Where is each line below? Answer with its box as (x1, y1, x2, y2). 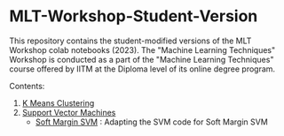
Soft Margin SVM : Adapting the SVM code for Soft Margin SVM (35, 117, 268, 127)
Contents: (9, 80, 45, 91)
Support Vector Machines (21, 107, 116, 117)
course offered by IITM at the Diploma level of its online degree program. (9, 64, 276, 74)
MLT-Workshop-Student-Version (9, 6, 258, 26)
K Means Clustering (21, 97, 95, 108)
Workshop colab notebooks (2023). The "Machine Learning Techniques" (9, 44, 276, 55)
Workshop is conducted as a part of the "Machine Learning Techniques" (9, 54, 274, 64)
